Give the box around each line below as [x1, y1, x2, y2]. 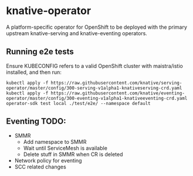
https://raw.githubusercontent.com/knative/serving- [50, 80, 182, 86]
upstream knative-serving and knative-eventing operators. [6, 29, 148, 36]
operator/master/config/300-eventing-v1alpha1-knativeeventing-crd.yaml [6, 95, 188, 101]
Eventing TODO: [6, 116, 66, 127]
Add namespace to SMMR [23, 138, 87, 145]
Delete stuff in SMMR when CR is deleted [23, 151, 123, 158]
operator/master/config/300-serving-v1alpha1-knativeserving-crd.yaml [6, 85, 182, 91]
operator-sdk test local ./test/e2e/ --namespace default [6, 100, 151, 106]
